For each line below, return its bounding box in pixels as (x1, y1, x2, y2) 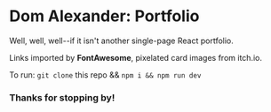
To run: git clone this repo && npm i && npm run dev (9, 69, 202, 80)
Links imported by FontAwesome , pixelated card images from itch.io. (9, 52, 262, 63)
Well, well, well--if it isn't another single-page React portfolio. (9, 35, 234, 46)
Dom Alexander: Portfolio (9, 6, 200, 26)
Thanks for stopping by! (9, 91, 116, 103)
